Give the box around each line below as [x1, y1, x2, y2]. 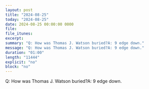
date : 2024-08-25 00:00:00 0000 [5, 21, 74, 27]
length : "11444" [5, 54, 40, 60]
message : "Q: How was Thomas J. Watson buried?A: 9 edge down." [5, 45, 144, 50]
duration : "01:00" [5, 50, 44, 55]
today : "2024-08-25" [5, 17, 49, 22]
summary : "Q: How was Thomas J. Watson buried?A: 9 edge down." [5, 41, 144, 46]
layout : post [5, 7, 33, 13]
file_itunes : [5, 31, 33, 36]
